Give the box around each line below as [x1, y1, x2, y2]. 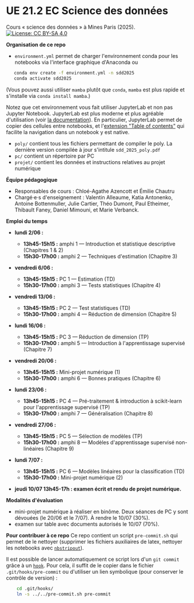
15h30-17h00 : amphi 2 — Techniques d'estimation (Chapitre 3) [23, 253, 178, 260]
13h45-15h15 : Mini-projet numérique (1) [23, 368, 121, 376]
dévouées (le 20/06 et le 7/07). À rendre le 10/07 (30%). [14, 514, 150, 521]
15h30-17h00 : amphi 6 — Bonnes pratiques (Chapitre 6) [23, 374, 161, 381]
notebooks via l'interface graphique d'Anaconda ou [14, 59, 138, 66]
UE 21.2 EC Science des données [6, 4, 168, 18]
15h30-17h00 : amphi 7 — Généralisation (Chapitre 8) [23, 410, 153, 417]
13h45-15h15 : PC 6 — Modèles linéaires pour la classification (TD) [23, 468, 185, 475]
